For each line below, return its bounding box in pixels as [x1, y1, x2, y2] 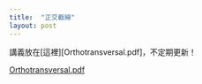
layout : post [9, 21, 57, 30]
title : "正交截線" [9, 12, 76, 22]
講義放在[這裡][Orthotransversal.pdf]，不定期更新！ [9, 46, 197, 57]
